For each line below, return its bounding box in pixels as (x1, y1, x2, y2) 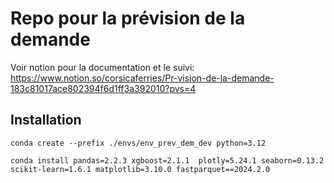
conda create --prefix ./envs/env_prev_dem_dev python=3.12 (10, 138, 267, 148)
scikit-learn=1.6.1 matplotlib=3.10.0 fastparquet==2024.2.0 (10, 164, 271, 174)
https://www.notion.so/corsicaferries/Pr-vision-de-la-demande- (10, 72, 275, 84)
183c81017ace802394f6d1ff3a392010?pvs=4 (10, 82, 197, 94)
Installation (10, 112, 82, 129)
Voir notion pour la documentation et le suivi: (10, 61, 195, 73)
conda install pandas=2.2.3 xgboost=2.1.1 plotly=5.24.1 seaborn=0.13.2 (10, 155, 325, 166)
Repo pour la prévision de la (10, 7, 246, 30)
